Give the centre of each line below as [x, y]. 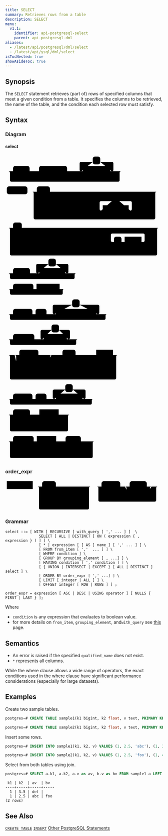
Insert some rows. [24, 737]
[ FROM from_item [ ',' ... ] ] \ [76, 550]
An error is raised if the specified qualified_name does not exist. [78, 655]
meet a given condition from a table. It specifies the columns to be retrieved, [84, 99]
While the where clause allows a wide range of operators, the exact [74, 670]
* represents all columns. [38, 661]
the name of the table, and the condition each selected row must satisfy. [80, 104]
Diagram [16, 135]
